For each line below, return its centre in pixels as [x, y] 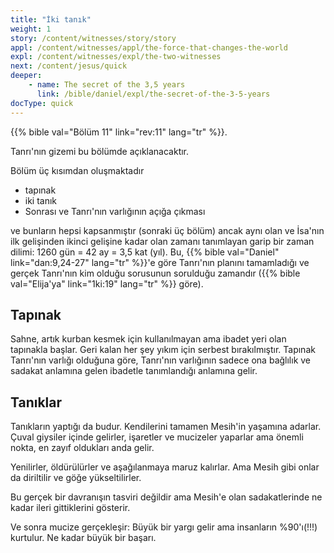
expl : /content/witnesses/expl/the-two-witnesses [116, 57]
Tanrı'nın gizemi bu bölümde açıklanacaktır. [100, 151]
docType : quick [42, 103]
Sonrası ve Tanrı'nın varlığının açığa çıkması [115, 211]
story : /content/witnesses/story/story [93, 38]
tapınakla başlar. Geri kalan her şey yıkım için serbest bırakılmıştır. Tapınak [163, 350]
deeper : [26, 76]
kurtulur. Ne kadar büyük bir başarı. [83, 538]
